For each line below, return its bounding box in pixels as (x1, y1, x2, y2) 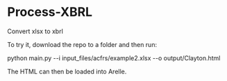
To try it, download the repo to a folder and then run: (7, 40, 158, 48)
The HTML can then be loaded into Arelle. (7, 67, 127, 75)
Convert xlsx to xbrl (7, 27, 64, 35)
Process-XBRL (7, 4, 92, 20)
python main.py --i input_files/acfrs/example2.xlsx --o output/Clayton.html (7, 53, 221, 62)
